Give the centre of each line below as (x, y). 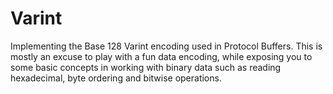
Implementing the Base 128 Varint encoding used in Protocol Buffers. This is (166, 46)
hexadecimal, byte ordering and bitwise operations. (116, 78)
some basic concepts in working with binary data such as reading (146, 67)
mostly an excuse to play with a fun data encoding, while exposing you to (161, 56)
